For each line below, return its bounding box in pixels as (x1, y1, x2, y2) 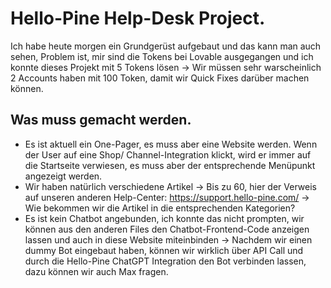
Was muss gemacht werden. (10, 112, 192, 129)
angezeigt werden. (24, 170, 103, 182)
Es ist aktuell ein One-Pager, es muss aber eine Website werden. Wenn (24, 138, 318, 150)
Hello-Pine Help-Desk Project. (10, 7, 266, 30)
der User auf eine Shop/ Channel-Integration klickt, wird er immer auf (24, 148, 312, 161)
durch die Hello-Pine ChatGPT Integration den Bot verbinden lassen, (24, 255, 307, 267)
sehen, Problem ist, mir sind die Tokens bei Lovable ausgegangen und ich (10, 50, 314, 62)
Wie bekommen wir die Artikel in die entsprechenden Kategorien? (24, 202, 296, 214)
